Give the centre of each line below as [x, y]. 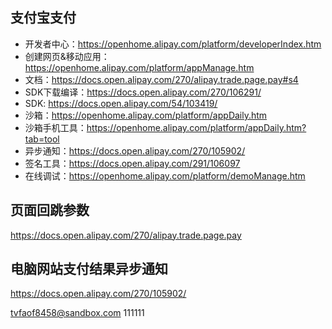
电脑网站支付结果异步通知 [89, 269]
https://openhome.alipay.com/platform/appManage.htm [139, 67]
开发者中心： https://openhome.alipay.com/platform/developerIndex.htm [173, 44]
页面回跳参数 [50, 210]
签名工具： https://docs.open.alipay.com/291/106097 [132, 163]
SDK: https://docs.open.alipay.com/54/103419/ [121, 103]
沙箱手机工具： [55, 127]
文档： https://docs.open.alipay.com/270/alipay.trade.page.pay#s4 [161, 79]
